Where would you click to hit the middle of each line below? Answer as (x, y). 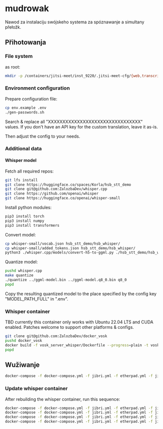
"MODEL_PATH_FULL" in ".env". (37, 299)
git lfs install (21, 180)
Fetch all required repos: (29, 171)
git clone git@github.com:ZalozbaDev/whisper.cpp (56, 189)
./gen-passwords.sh (25, 112)
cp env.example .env (26, 107)
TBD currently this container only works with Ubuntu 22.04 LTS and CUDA (79, 322)
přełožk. (13, 27)
